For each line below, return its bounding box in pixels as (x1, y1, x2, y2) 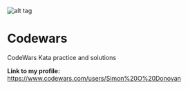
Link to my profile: (7, 66, 61, 75)
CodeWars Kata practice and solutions (7, 53, 116, 61)
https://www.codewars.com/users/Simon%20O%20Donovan (7, 74, 182, 82)
